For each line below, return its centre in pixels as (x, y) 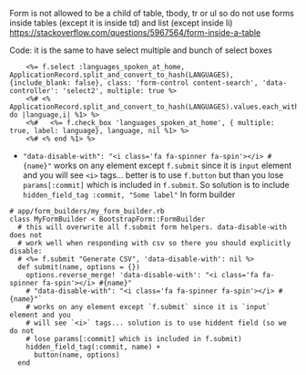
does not (26, 235)
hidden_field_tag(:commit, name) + (93, 347)
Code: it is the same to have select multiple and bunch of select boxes (141, 50)
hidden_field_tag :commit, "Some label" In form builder (129, 194)
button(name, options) (76, 355)
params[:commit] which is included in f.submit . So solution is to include (156, 185)
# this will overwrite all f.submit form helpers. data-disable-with (152, 227)
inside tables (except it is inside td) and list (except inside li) (121, 23)
